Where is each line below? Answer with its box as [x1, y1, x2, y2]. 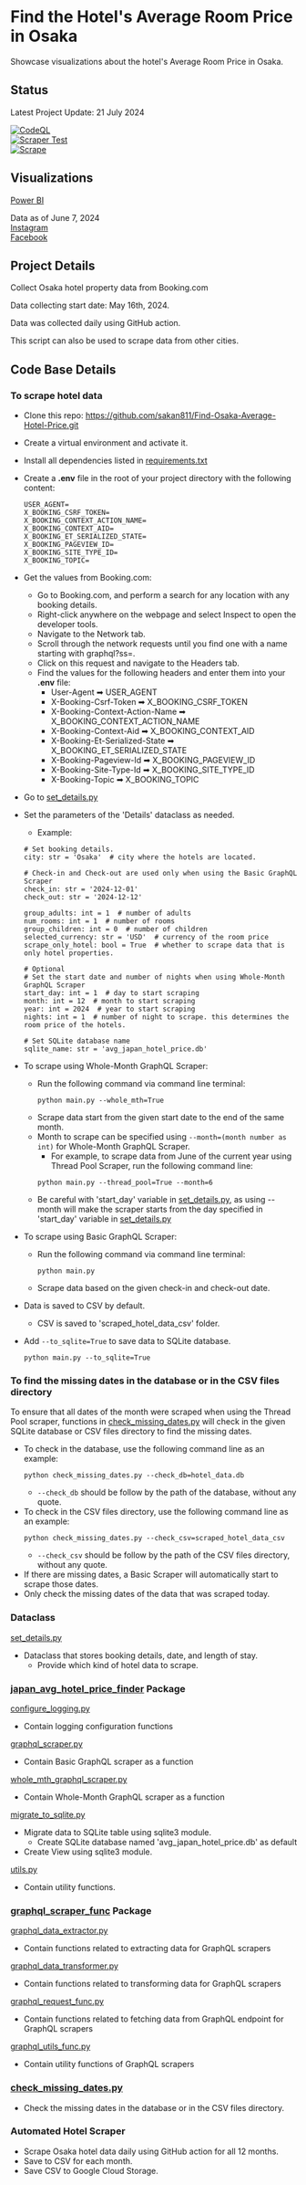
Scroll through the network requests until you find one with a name [36, 638, 288, 649]
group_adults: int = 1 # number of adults [23, 909, 192, 919]
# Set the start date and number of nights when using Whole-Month [23, 972, 285, 982]
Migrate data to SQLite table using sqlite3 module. [23, 1826, 212, 1837]
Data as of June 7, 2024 [10, 212, 100, 223]
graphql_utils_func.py [10, 2041, 91, 2052]
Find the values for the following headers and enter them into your [36, 667, 286, 678]
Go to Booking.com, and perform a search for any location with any [36, 590, 290, 601]
